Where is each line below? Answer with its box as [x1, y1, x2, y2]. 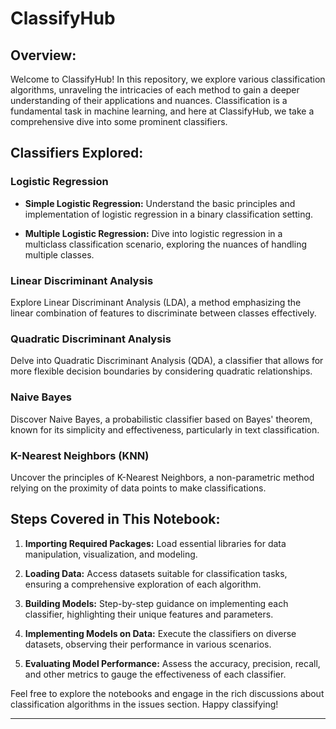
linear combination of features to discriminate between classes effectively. [10, 307, 317, 319]
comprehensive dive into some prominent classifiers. [10, 116, 228, 127]
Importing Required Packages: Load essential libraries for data [24, 537, 287, 549]
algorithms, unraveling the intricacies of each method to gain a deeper [10, 84, 300, 96]
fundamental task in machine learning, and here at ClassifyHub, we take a [10, 105, 315, 117]
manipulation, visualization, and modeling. [24, 548, 198, 560]
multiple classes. [24, 248, 95, 261]
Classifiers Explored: [10, 145, 144, 162]
